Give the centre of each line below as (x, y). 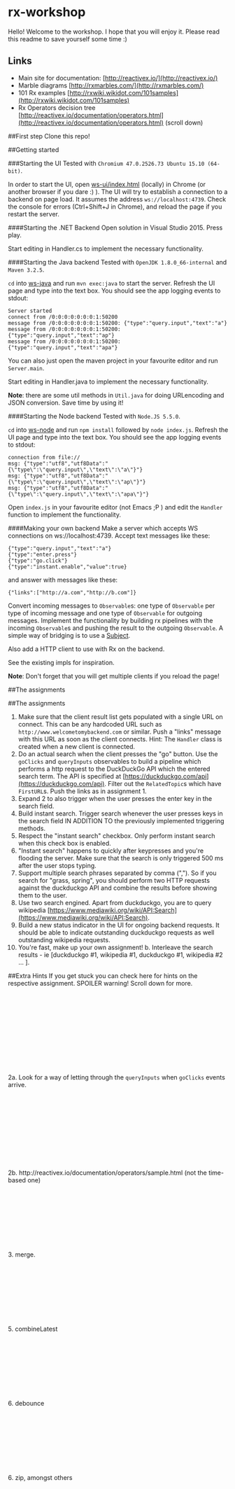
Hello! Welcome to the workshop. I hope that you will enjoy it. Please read (114, 32)
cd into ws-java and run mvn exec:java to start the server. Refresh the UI (112, 283)
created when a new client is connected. (77, 746)
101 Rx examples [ (44, 92)
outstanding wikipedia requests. (64, 939)
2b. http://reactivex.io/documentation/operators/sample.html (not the (107, 1173)
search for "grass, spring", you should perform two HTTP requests (114, 880)
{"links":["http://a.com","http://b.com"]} (72, 592)
